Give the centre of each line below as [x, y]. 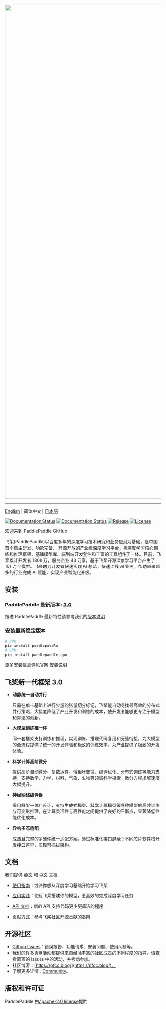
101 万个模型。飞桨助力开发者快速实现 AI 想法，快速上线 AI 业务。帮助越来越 [83, 566]
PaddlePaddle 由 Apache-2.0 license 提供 [46, 1001]
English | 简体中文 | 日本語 [32, 511]
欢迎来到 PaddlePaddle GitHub [36, 531]
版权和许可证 [25, 989]
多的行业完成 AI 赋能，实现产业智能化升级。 [50, 572]
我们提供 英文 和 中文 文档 [31, 875]
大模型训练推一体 [30, 728]
